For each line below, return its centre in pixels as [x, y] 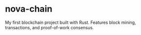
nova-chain [29, 9]
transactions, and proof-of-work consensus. [49, 27]
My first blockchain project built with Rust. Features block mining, [70, 22]
